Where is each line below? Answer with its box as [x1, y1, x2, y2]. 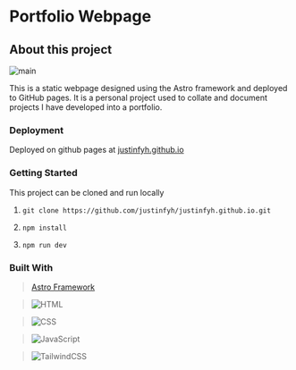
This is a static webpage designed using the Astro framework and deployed [9, 83, 288, 93]
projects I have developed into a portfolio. [9, 102, 163, 113]
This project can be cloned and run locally [9, 187, 165, 198]
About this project [9, 42, 113, 57]
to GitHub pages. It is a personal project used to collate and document [9, 92, 268, 103]
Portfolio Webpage [9, 6, 152, 27]
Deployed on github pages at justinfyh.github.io [9, 145, 185, 156]
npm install [21, 223, 67, 232]
